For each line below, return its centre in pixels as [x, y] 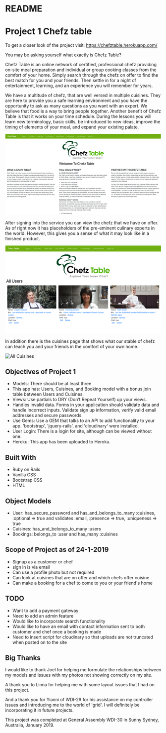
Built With [21, 458]
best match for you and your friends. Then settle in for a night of [71, 81]
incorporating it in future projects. [39, 710]
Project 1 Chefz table [49, 32]
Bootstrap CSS [27, 480]
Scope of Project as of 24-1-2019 [57, 550]
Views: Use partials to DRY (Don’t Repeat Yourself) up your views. [80, 400]
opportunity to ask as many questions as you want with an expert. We [76, 106]
